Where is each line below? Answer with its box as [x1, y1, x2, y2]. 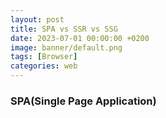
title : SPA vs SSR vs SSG [10, 24, 118, 34]
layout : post [10, 14, 65, 25]
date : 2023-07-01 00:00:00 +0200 [10, 33, 150, 43]
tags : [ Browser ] [10, 52, 78, 62]
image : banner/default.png [10, 42, 123, 53]
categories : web [10, 61, 78, 71]
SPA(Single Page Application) [10, 94, 157, 108]
